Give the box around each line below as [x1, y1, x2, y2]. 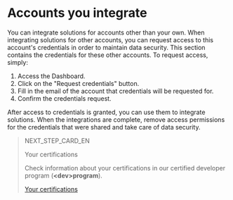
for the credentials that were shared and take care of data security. [7, 123, 201, 131]
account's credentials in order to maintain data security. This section [7, 43, 206, 51]
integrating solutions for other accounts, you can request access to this [7, 35, 214, 44]
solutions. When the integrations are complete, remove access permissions [7, 115, 225, 124]
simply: [7, 58, 28, 66]
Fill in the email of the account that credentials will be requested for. [17, 87, 214, 95]
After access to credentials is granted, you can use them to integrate [7, 108, 206, 116]
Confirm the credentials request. [17, 94, 112, 103]
